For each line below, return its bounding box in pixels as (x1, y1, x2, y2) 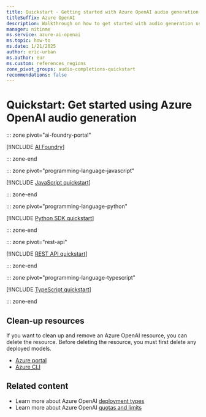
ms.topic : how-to (6, 37, 51, 44)
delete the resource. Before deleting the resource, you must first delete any (6, 339, 197, 345)
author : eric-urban (6, 49, 56, 55)
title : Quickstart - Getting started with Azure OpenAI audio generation (6, 9, 199, 15)
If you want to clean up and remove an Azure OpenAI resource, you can (6, 332, 188, 339)
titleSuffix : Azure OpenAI (6, 15, 75, 21)
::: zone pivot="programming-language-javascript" (6, 167, 135, 175)
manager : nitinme (6, 26, 51, 33)
